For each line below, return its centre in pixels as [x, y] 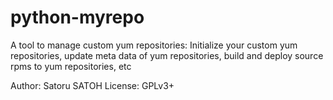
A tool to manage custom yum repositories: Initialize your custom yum [154, 45]
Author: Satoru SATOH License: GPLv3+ [92, 85]
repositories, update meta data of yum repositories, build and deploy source [167, 55]
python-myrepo [77, 17]
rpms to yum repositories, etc [71, 66]
